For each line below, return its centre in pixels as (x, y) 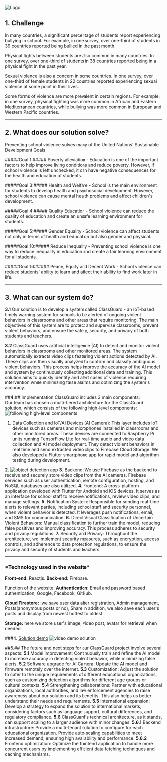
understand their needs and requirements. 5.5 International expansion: (78, 701)
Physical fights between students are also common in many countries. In (80, 55)
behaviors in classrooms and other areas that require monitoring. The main (82, 320)
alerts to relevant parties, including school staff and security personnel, (78, 507)
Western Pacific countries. (32, 112)
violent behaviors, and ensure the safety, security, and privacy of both (77, 331)
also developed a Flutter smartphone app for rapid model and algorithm (85, 455)
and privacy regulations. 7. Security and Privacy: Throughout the (71, 534)
